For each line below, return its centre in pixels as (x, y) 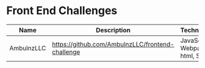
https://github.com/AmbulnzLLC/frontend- (113, 44)
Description (113, 30)
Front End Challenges (62, 11)
